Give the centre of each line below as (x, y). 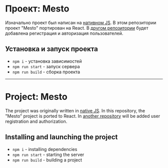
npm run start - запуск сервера (46, 66)
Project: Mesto (36, 97)
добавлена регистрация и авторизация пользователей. (64, 33)
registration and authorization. (36, 121)
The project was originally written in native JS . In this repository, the (75, 110)
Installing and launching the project (61, 137)
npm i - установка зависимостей (47, 61)
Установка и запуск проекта (52, 49)
